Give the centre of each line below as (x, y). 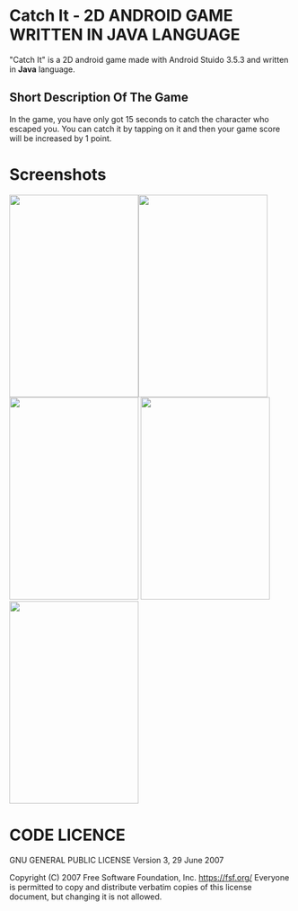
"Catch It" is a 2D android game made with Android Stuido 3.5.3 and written (149, 59)
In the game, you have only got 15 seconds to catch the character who (139, 119)
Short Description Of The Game (99, 98)
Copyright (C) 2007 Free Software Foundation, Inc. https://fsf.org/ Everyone (149, 877)
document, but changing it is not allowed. (86, 897)
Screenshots (58, 174)
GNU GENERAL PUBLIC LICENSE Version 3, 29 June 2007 (117, 860)
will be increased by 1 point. (61, 138)
